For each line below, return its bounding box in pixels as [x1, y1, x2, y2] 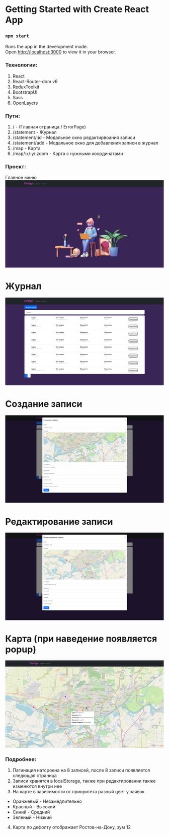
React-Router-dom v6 [12, 78, 58, 84]
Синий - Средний [12, 809, 50, 815]
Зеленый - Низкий [12, 814, 52, 820]
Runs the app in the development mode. [5, 44, 88, 50]
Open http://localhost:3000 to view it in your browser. [5, 49, 117, 55]
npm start [5, 33, 29, 39]
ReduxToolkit [12, 84, 40, 90]
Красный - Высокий [12, 804, 55, 810]
